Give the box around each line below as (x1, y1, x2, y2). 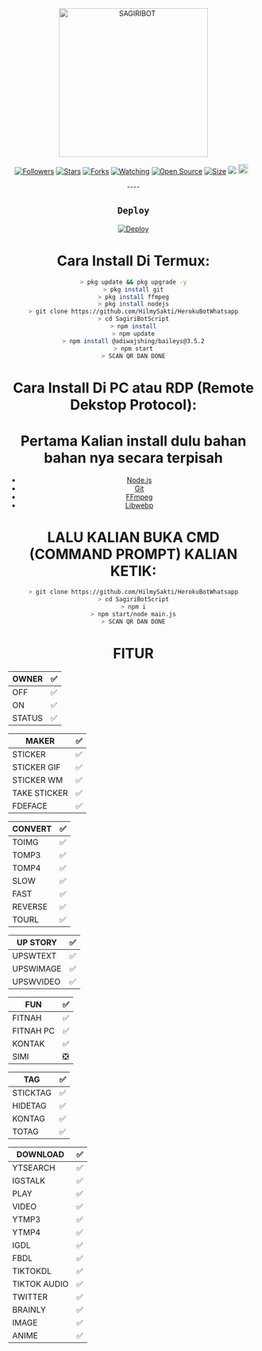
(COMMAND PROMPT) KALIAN (29, 545, 238, 563)
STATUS (12, 712, 44, 724)
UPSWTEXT (12, 950, 57, 961)
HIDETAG (12, 1100, 47, 1111)
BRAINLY (12, 1304, 46, 1315)
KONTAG (12, 1113, 45, 1124)
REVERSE (12, 901, 48, 912)
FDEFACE (12, 800, 48, 811)
